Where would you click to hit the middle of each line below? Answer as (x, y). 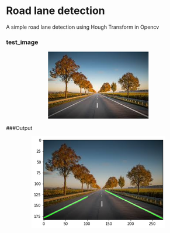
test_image (22, 42)
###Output (19, 128)
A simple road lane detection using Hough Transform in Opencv (83, 27)
